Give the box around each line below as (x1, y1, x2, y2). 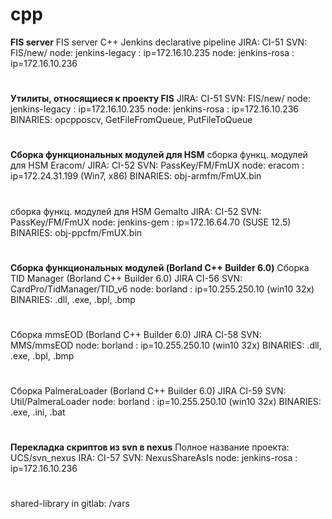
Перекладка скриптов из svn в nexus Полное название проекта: (10, 441, 290, 453)
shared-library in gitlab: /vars (10, 498, 130, 510)
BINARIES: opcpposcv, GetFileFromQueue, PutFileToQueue (10, 114, 253, 126)
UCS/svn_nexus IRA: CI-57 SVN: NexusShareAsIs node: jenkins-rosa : (10, 452, 298, 464)
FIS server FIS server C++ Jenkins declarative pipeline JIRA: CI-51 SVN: (10, 36, 308, 48)
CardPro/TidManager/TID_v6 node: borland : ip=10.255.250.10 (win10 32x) (10, 283, 315, 295)
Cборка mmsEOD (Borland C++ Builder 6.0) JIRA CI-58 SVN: (10, 328, 262, 340)
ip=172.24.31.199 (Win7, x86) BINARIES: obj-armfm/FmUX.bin (10, 170, 262, 182)
